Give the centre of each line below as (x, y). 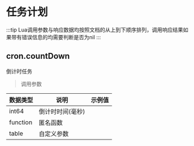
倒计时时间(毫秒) (62, 112)
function (21, 122)
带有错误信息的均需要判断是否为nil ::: (56, 37)
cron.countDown (38, 56)
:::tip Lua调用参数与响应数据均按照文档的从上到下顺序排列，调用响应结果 (95, 30)
